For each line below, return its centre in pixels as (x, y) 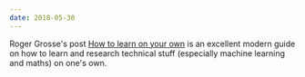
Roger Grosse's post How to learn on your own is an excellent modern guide (152, 43)
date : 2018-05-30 (42, 18)
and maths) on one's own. (58, 63)
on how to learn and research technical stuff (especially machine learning (147, 53)
